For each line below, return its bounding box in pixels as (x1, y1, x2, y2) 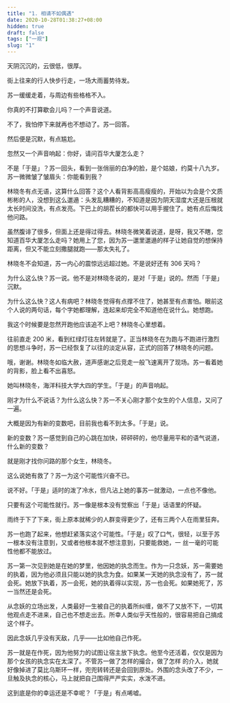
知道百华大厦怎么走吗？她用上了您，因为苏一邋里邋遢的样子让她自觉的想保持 (7, 236, 223, 244)
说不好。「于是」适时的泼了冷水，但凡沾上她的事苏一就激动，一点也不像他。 (7, 486, 220, 494)
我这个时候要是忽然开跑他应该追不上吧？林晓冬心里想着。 (7, 320, 169, 328)
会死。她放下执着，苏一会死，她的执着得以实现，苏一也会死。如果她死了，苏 (7, 579, 223, 587)
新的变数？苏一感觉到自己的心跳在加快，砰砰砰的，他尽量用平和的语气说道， (7, 434, 223, 442)
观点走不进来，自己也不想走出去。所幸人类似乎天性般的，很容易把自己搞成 (12, 611, 223, 618)
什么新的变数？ (7, 443, 49, 450)
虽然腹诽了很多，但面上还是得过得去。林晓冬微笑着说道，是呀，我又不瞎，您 (7, 227, 223, 236)
